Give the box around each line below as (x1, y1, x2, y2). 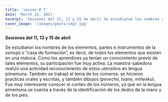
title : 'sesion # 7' (5, 7, 48, 12)
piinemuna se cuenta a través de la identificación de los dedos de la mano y (5, 87, 161, 93)
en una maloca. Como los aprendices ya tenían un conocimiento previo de (5, 55, 158, 61)
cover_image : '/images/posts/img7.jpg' (5, 21, 88, 26)
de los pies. (5, 92, 29, 98)
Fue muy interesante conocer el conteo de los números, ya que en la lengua (5, 82, 161, 88)
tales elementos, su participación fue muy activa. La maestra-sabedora (5, 60, 152, 66)
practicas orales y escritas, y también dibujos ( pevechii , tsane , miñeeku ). (5, 76, 156, 82)
